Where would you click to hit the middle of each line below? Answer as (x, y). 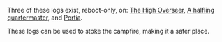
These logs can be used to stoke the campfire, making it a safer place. (108, 31)
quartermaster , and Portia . (45, 17)
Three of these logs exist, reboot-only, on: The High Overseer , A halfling (111, 10)
